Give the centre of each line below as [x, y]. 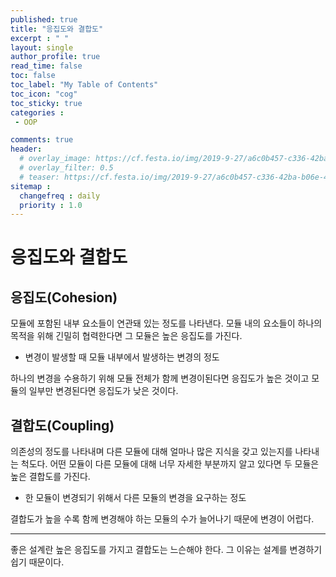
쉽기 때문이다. [37, 562]
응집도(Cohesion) [64, 297]
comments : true [42, 140]
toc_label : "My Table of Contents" [84, 85]
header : [26, 149]
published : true [44, 19]
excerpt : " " [40, 38]
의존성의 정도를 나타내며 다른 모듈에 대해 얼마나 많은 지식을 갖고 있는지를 [151, 452]
